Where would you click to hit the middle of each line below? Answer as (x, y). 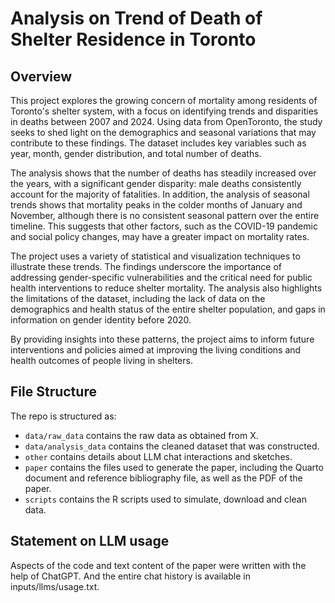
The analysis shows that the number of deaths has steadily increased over (163, 173)
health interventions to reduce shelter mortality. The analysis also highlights (166, 288)
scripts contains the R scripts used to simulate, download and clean (165, 499)
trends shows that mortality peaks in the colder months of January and (156, 205)
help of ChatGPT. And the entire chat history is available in (130, 576)
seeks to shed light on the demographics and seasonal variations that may (163, 132)
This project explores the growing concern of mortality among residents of (164, 100)
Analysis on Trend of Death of (136, 18)
